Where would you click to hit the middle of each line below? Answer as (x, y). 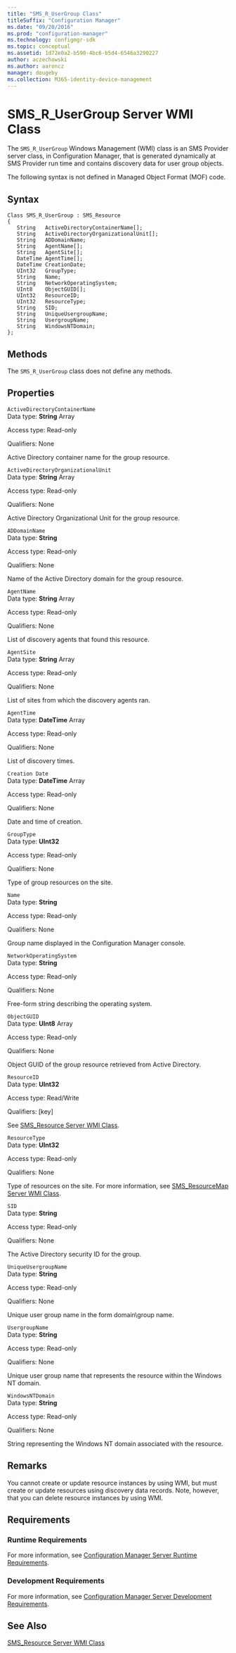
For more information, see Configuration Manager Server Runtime (102, 1555)
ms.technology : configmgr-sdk (52, 40)
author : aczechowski (38, 60)
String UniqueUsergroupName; (63, 314)
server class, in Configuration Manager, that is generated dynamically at (112, 156)
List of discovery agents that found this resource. (78, 639)
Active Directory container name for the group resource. (88, 457)
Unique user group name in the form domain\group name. (91, 1314)
